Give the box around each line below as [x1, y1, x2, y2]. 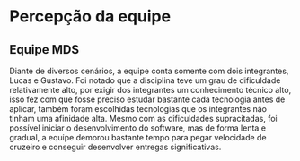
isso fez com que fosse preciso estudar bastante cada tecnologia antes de [9, 94, 286, 105]
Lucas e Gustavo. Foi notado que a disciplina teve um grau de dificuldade [9, 75, 281, 86]
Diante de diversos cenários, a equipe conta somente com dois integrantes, [9, 65, 289, 76]
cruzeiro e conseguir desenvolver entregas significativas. [9, 141, 222, 152]
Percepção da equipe [9, 6, 172, 27]
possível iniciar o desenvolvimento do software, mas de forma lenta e [9, 123, 267, 133]
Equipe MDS [9, 42, 79, 57]
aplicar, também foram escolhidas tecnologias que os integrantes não [9, 104, 268, 114]
